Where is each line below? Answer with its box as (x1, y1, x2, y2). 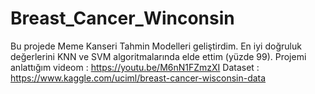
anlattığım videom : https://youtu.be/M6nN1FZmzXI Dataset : (10, 61, 260, 73)
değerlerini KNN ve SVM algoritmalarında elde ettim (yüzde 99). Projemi (10, 50, 307, 62)
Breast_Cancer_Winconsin (10, 7, 235, 30)
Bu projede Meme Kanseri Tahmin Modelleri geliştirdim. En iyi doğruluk (10, 40, 302, 52)
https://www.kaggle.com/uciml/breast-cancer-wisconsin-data (10, 72, 267, 84)
